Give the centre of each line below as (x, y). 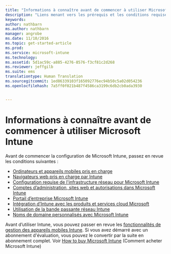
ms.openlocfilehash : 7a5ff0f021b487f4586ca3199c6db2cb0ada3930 (74, 86)
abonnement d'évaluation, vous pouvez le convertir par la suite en (75, 235)
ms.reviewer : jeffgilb (29, 67)
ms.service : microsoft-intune (37, 53)
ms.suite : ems (20, 72)
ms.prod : (15, 48)
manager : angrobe (24, 34)
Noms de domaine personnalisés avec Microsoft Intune (70, 214)
